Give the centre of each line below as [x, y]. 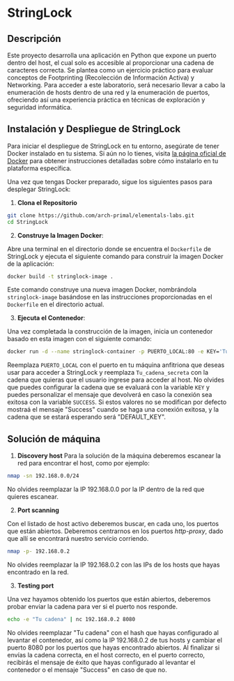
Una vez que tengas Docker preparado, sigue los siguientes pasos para [110, 181]
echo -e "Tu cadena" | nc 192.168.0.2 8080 [71, 619]
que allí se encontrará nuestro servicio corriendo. [78, 538]
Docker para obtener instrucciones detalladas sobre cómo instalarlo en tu [113, 160]
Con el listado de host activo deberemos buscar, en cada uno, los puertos [113, 524]
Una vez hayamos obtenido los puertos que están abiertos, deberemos [109, 599]
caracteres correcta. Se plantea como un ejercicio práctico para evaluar [110, 70]
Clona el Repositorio [47, 202]
